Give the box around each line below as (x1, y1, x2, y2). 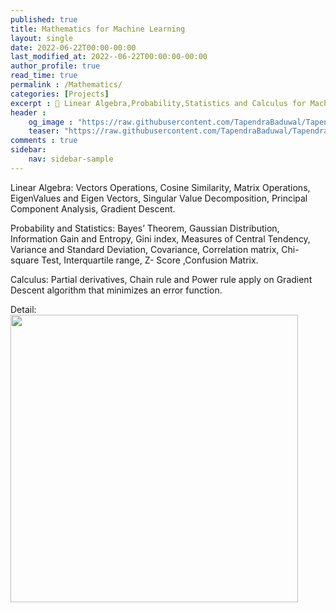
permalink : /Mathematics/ (10, 80, 123, 90)
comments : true (10, 136, 78, 146)
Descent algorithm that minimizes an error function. (10, 284, 223, 296)
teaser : (28, 126, 60, 136)
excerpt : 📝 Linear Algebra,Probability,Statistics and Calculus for (10, 98, 307, 108)
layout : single (10, 33, 74, 43)
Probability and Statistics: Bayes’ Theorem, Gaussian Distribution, (10, 222, 280, 234)
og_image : (28, 117, 74, 127)
